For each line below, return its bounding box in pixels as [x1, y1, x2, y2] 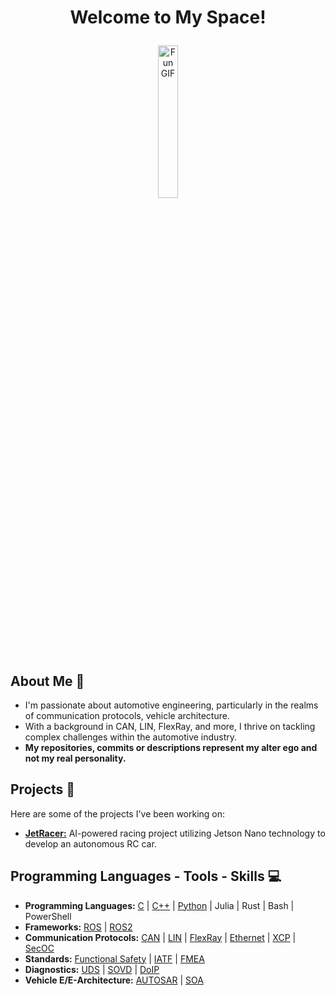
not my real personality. [24, 752, 127, 764]
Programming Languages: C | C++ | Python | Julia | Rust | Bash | [24, 899, 295, 911]
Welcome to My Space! [69, 6, 267, 29]
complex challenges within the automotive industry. [24, 731, 238, 743]
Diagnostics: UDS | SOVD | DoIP [24, 963, 160, 975]
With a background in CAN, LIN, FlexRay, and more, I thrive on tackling [24, 721, 316, 732]
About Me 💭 [10, 672, 85, 690]
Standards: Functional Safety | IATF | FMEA [24, 952, 205, 965]
